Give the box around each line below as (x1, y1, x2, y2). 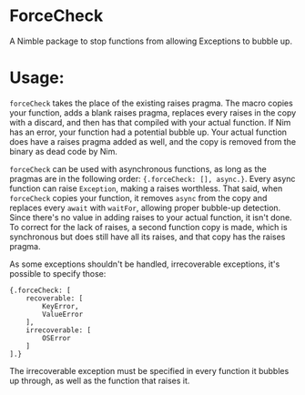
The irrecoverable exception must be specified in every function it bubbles (9, 365, 290, 376)
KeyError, (42, 301, 79, 310)
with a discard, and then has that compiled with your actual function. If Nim (9, 116, 291, 127)
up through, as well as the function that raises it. (9, 375, 190, 386)
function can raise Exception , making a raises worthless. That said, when (9, 183, 283, 194)
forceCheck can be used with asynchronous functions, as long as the (9, 163, 267, 174)
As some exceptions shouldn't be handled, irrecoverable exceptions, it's (9, 258, 280, 269)
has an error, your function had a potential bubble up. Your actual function (9, 127, 288, 137)
